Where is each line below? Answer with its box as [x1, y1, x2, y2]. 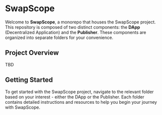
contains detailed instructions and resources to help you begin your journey [5, 99, 157, 105]
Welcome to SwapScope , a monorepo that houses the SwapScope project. [5, 19, 156, 25]
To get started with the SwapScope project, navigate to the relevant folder [5, 89, 154, 95]
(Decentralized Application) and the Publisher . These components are [5, 29, 146, 35]
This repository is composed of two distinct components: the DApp [5, 24, 141, 30]
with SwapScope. [5, 104, 40, 110]
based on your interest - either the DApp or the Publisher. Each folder [5, 94, 144, 100]
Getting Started [5, 76, 53, 84]
